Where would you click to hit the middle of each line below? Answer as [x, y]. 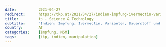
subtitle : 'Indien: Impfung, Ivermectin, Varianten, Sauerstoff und [83, 23]
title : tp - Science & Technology [49, 19]
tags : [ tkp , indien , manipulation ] [52, 37]
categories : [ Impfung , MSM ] [37, 32]
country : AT [24, 28]
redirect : [15, 14]
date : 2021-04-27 [33, 10]
